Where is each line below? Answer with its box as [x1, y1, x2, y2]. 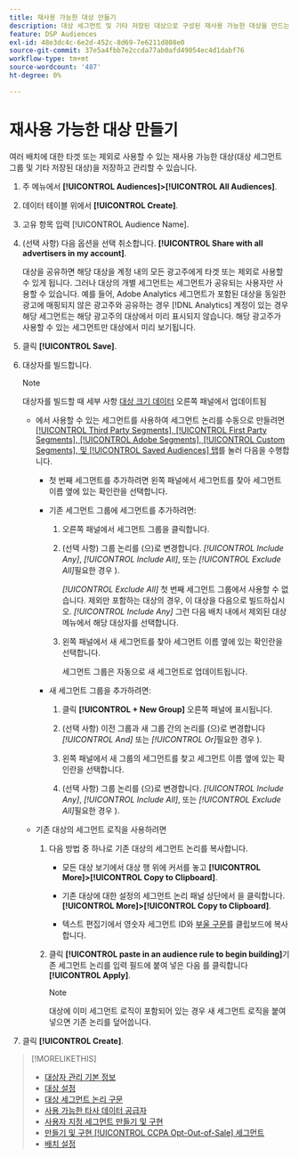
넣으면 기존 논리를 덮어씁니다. [48, 1016, 151, 1027]
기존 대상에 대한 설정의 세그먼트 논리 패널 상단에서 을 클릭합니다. [61, 890, 286, 901]
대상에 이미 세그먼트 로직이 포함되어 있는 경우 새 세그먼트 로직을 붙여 [48, 1005, 287, 1015]
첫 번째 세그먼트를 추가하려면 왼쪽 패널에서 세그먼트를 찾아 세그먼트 [48, 474, 282, 485]
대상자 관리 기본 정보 [44, 1072, 117, 1082]
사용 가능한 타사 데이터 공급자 [44, 1104, 147, 1115]
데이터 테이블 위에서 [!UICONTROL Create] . [21, 199, 179, 210]
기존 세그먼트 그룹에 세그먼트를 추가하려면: [48, 505, 197, 515]
